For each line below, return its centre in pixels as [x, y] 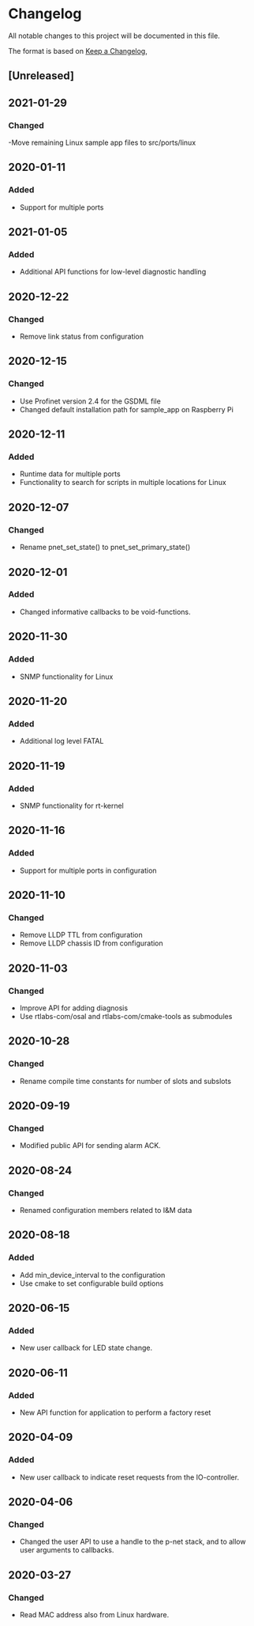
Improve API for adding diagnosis [74, 1008]
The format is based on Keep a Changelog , [78, 51]
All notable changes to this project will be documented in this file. [114, 36]
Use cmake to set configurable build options [92, 1283]
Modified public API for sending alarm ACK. [90, 1146]
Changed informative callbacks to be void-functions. [105, 612]
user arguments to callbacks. [67, 1550]
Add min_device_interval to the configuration [92, 1275]
